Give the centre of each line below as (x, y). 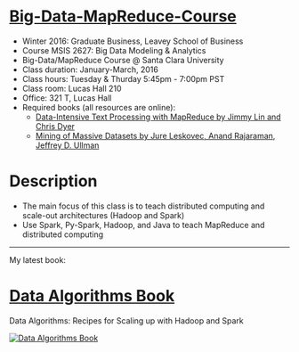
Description (53, 181)
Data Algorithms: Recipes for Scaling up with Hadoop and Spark (127, 320)
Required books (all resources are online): (99, 107)
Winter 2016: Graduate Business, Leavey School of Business (133, 41)
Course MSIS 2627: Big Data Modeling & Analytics (114, 50)
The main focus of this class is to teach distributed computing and (143, 206)
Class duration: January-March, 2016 (90, 70)
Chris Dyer (55, 126)
